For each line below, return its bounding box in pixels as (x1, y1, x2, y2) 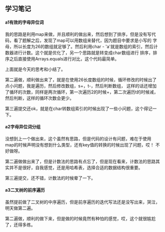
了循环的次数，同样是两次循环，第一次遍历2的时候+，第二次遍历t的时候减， (5, 89, 159, 95)
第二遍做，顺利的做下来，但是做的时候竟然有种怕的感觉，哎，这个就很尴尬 (5, 216, 156, 221)
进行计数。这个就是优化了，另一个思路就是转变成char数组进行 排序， (13, 50, 153, 56)
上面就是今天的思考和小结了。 (5, 66, 65, 72)
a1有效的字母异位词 (5, 19, 44, 25)
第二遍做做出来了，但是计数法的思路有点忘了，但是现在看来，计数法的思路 (5, 158, 156, 164)
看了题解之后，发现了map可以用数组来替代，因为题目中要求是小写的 (13, 37, 152, 43)
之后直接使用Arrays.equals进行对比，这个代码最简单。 (9, 56, 119, 61)
